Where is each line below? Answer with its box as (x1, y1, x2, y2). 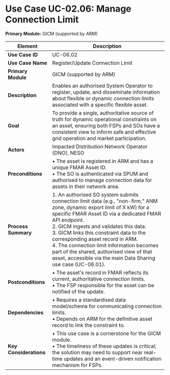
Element (17, 43, 38, 50)
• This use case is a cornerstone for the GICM (52, 330, 161, 337)
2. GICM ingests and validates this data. (52, 222, 147, 230)
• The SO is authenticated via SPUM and (52, 170, 148, 177)
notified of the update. (52, 288, 105, 295)
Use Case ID (8, 51, 38, 58)
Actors (8, 146, 24, 153)
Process (8, 222, 28, 230)
